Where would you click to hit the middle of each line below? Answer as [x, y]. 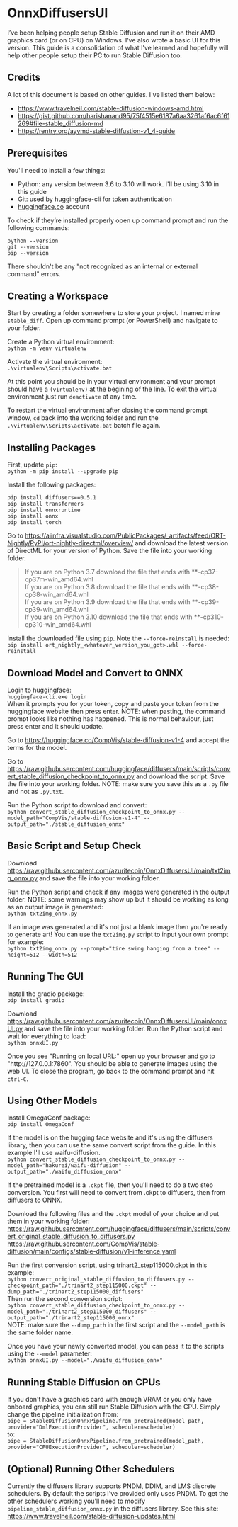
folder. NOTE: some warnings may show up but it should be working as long [118, 899]
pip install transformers [45, 504]
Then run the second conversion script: [65, 1299]
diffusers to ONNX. [35, 1200]
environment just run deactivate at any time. [72, 397]
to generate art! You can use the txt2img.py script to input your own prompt [118, 934]
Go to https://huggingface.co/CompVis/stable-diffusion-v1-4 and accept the [119, 740]
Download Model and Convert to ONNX [95, 673]
